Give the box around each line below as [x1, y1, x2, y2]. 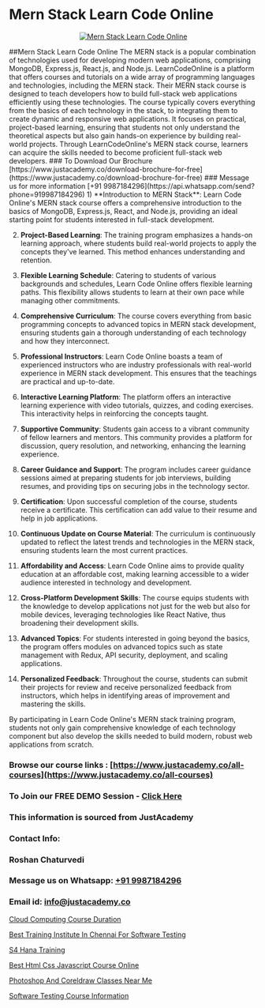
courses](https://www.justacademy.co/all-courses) [9, 769, 214, 780]
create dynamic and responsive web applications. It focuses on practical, [9, 114, 247, 123]
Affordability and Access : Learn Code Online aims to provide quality [20, 561, 244, 570]
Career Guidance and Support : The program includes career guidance [20, 465, 252, 474]
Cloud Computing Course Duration [9, 914, 121, 923]
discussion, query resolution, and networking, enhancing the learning [20, 441, 247, 450]
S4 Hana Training [9, 945, 65, 954]
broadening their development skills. [20, 618, 140, 627]
